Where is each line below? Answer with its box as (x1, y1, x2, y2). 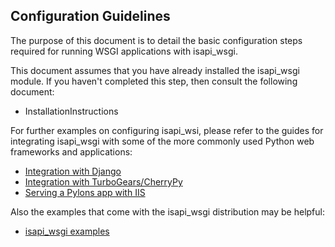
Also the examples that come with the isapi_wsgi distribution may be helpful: (10, 205, 325, 218)
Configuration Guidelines (10, 8, 171, 25)
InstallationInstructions (24, 105, 119, 117)
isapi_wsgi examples (24, 225, 110, 237)
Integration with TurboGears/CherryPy (24, 175, 183, 188)
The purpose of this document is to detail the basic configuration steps (10, 34, 303, 46)
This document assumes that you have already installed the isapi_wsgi (10, 64, 300, 76)
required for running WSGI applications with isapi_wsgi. (10, 45, 238, 57)
